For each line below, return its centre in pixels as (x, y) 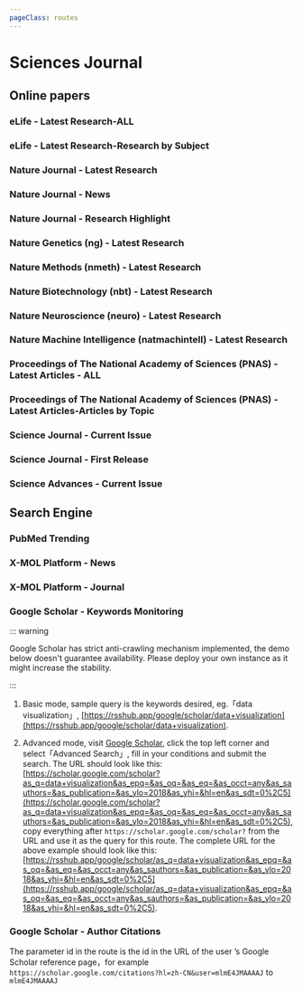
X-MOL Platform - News (63, 563)
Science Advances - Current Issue (86, 484)
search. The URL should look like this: (92, 764)
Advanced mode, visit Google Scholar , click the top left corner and (146, 743)
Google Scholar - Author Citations (85, 932)
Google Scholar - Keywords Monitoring (96, 611)
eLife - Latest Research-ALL (72, 121)
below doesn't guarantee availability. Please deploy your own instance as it (149, 658)
